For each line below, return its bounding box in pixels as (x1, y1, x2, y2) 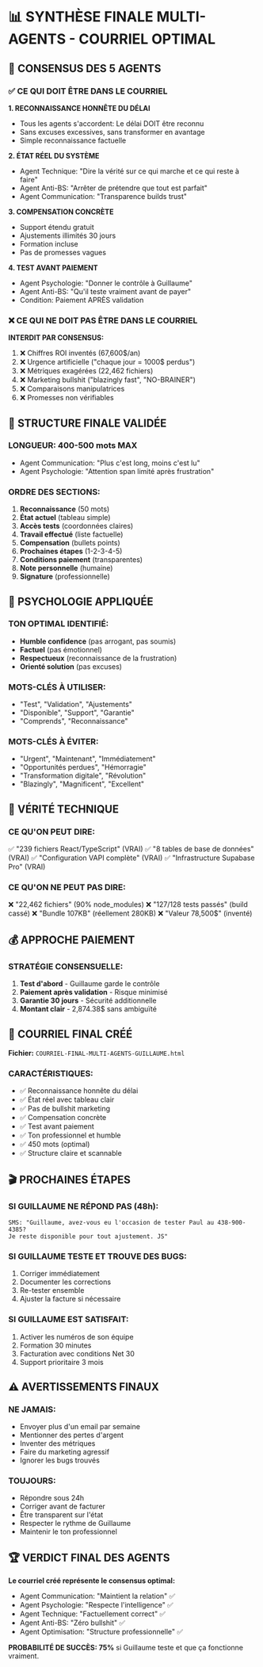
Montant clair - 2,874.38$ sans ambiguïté (19, 1004, 157, 1014)
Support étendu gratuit (19, 222, 94, 231)
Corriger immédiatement (19, 1269, 101, 1279)
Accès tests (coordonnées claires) (19, 522, 134, 531)
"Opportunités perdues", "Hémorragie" (19, 763, 147, 772)
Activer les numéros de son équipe (19, 1332, 134, 1341)
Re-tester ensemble (19, 1286, 85, 1295)
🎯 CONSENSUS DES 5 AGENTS (8, 62, 162, 75)
